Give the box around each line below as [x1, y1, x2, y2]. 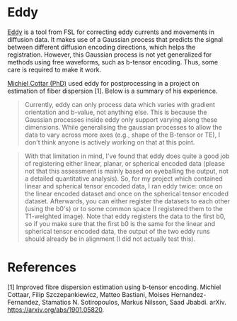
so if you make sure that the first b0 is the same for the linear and [24, 219, 216, 227]
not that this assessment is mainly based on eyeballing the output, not [24, 167, 229, 175]
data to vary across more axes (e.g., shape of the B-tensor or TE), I [24, 130, 221, 139]
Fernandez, [7, 298, 41, 306]
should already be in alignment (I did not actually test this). [24, 235, 196, 243]
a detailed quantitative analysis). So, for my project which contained [24, 174, 223, 183]
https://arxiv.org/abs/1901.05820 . [7, 305, 105, 314]
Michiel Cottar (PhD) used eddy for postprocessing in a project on [7, 79, 200, 87]
